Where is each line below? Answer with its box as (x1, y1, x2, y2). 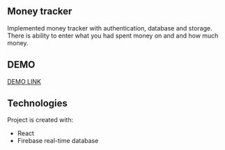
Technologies (7, 97, 68, 110)
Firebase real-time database (17, 137, 99, 145)
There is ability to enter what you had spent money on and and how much (7, 31, 219, 40)
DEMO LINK (7, 77, 42, 85)
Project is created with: (7, 116, 74, 124)
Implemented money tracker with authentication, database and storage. (7, 24, 212, 32)
